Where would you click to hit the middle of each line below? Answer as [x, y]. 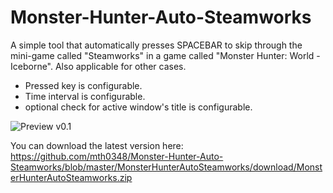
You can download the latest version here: [97, 145]
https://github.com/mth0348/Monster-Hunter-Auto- [117, 156]
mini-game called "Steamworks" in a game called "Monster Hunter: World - [165, 55]
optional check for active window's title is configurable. [138, 107]
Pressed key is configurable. [83, 85]
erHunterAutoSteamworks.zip [71, 177]
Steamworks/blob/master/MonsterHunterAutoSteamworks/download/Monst [166, 167]
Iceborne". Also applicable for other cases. [98, 66]
